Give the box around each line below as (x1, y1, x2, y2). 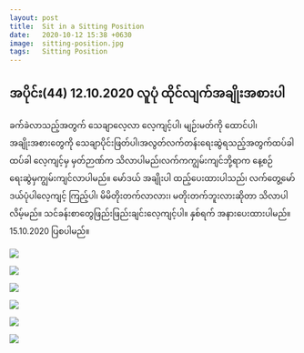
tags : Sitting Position (9, 47, 107, 56)
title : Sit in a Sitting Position (9, 22, 145, 31)
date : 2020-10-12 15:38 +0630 (9, 30, 132, 39)
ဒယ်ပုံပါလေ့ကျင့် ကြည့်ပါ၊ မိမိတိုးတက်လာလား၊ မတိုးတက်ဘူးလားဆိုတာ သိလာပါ (9, 190, 289, 201)
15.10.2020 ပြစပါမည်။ (9, 225, 90, 237)
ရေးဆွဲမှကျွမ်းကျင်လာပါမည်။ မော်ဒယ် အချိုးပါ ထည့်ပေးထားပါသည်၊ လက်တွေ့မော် (9, 172, 296, 183)
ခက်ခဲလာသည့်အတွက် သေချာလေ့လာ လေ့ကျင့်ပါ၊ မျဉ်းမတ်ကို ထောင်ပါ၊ (9, 119, 258, 130)
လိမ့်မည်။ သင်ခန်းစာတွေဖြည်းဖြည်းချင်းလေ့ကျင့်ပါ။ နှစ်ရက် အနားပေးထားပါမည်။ (9, 207, 291, 218)
